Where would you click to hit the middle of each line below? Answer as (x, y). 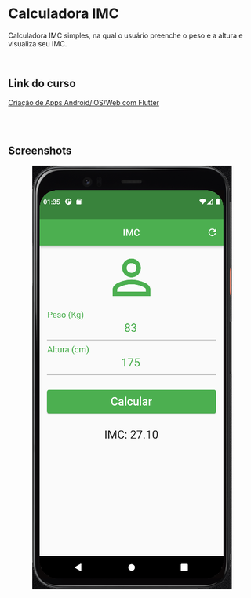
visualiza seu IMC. (38, 43)
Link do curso (42, 84)
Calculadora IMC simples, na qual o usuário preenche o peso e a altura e (125, 35)
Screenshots (40, 151)
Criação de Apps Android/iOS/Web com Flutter (84, 102)
